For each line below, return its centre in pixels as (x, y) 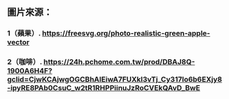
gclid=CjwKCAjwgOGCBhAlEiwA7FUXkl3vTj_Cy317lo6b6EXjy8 (115, 79)
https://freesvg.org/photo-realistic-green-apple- (127, 33)
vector (18, 42)
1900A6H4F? (30, 71)
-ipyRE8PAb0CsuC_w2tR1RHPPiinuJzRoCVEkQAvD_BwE (104, 88)
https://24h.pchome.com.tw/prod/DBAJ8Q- (119, 62)
